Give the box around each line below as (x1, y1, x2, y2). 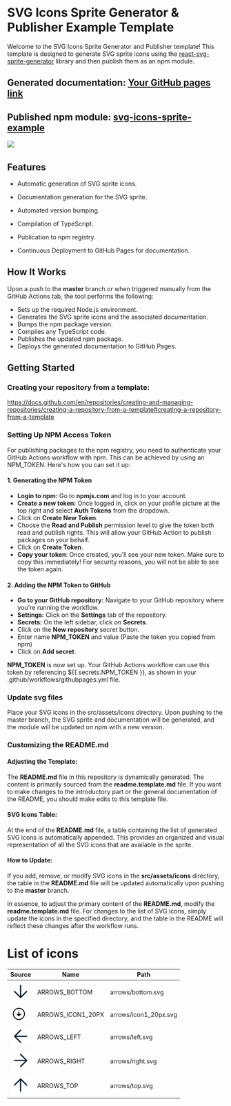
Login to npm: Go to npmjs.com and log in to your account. (17, 491, 188, 500)
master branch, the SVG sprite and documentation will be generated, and (7, 715, 215, 724)
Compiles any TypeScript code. (17, 327, 107, 335)
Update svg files (7, 693, 63, 702)
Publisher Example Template (7, 19, 174, 35)
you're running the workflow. (17, 604, 99, 612)
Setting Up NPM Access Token (7, 430, 112, 440)
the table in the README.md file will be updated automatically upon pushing (7, 878, 224, 887)
